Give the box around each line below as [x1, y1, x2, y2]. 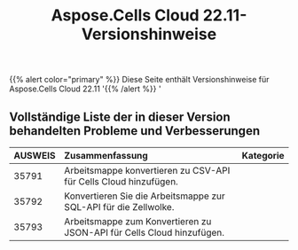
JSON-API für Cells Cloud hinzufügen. [64, 227, 224, 238]
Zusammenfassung [64, 150, 148, 161]
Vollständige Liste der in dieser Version [9, 109, 231, 124]
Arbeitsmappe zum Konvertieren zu [64, 215, 212, 227]
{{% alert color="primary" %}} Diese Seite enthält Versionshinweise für [9, 74, 270, 85]
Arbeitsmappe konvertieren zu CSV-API [64, 165, 231, 176]
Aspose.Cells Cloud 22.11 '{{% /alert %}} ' [9, 83, 161, 94]
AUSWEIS [13, 150, 56, 161]
